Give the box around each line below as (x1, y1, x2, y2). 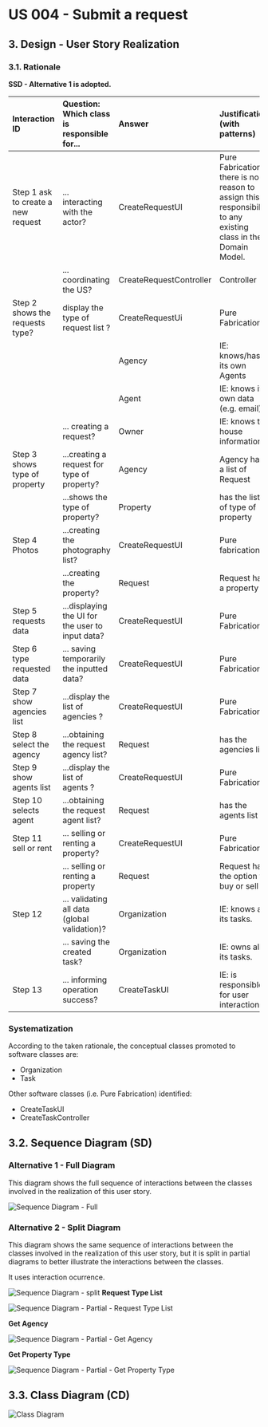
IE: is (219, 969, 238, 980)
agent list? (62, 814, 101, 826)
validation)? (62, 923, 106, 934)
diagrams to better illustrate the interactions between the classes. (8, 1257, 224, 1267)
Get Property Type (8, 1350, 71, 1359)
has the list (219, 491, 261, 503)
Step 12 (12, 908, 42, 919)
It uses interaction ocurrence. (8, 1272, 105, 1282)
